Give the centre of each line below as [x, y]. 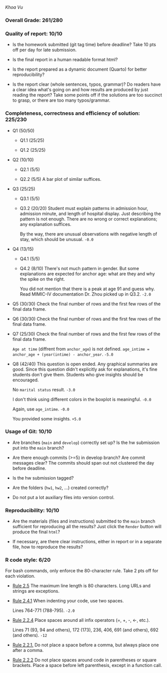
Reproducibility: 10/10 [32, 510]
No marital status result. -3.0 [44, 389]
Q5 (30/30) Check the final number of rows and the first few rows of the [86, 304]
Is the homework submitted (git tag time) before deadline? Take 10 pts [84, 45]
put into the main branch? [38, 447]
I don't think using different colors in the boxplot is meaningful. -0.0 [82, 399]
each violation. [20, 576]
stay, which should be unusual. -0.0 [57, 239]
